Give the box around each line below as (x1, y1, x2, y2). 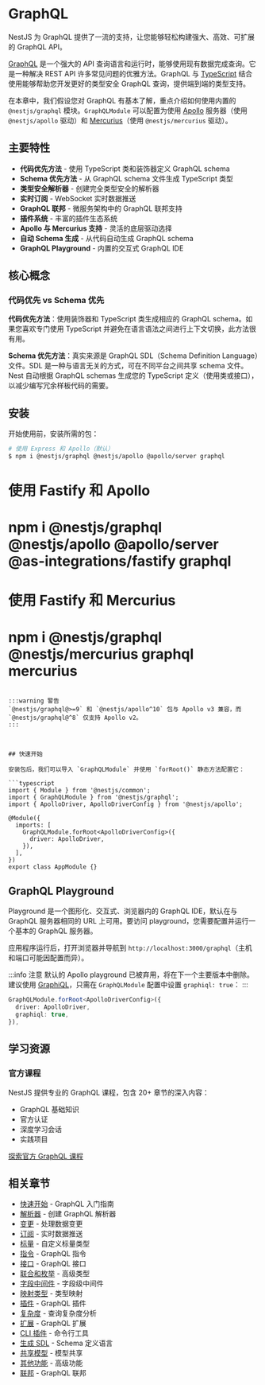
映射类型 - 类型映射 (19, 1289, 83, 1298)
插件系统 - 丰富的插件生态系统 (19, 213, 118, 223)
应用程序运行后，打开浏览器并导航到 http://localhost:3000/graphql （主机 (8, 943, 252, 953)
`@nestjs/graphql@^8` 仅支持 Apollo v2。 (8, 714, 143, 722)
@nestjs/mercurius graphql (8, 645, 194, 663)
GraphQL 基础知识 (19, 1104, 79, 1114)
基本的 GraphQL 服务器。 (14, 926, 98, 936)
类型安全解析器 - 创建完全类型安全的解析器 (19, 184, 160, 193)
